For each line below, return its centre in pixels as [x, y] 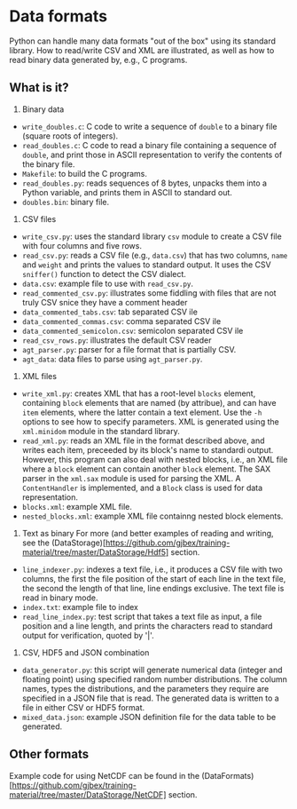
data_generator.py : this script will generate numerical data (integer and [152, 670]
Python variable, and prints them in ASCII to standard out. [127, 192]
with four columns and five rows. [82, 245]
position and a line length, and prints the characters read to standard [147, 626]
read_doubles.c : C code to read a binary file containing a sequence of [149, 145]
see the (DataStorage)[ [64, 543]
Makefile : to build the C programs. [85, 173]
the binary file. [48, 164]
